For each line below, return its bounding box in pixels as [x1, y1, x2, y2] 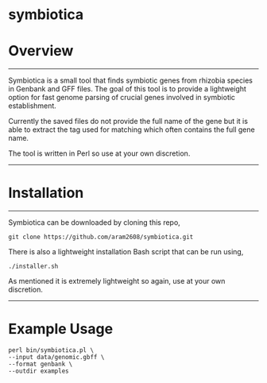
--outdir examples [8, 367, 69, 375]
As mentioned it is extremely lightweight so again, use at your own [8, 277, 226, 286]
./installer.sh [8, 262, 59, 271]
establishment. [8, 101, 57, 110]
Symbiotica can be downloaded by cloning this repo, [8, 218, 180, 227]
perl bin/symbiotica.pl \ [8, 346, 94, 354]
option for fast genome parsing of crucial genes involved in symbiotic [8, 93, 236, 103]
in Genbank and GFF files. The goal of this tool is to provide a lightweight [8, 84, 246, 94]
